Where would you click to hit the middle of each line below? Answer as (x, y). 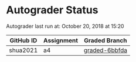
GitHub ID (23, 40)
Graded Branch (106, 40)
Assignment (60, 40)
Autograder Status (52, 10)
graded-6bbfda (106, 50)
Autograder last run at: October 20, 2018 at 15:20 (65, 26)
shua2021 (23, 50)
